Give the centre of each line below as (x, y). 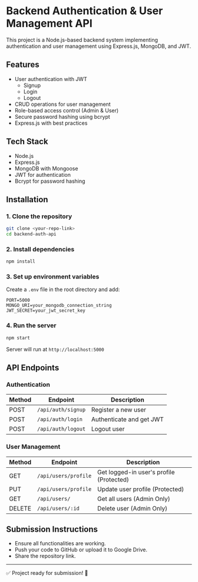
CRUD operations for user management (62, 104)
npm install (21, 261)
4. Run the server (31, 325)
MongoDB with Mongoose (46, 168)
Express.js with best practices (51, 123)
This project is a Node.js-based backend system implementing (82, 40)
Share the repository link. (45, 556)
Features (23, 65)
